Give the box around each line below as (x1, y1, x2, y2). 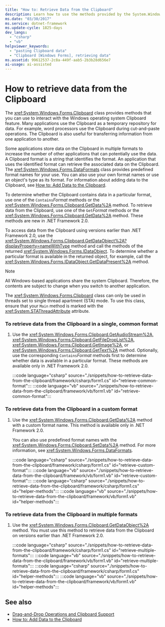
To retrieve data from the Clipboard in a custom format (5, 406, 137, 413)
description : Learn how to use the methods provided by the (5, 12, 131, 17)
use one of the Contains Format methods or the (5, 197, 100, 203)
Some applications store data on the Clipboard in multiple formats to (5, 146, 143, 151)
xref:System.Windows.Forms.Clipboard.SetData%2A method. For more (12, 442, 156, 448)
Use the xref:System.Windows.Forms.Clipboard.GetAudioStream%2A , (12, 331, 154, 337)
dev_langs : (5, 30, 27, 35)
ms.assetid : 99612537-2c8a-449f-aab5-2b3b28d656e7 (5, 58, 111, 62)
